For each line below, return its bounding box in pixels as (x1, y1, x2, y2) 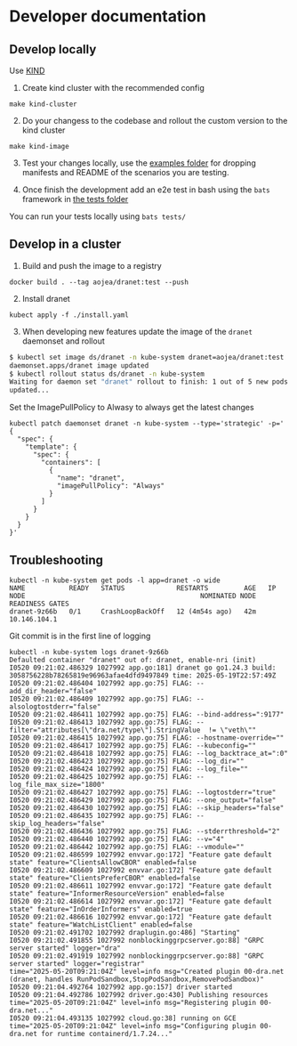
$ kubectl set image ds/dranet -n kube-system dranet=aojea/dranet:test (9, 353, 285, 361)
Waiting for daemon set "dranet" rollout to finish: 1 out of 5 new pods (9, 377, 289, 386)
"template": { (25, 442, 77, 451)
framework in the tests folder (21, 194, 129, 204)
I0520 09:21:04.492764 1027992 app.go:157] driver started (9, 983, 233, 992)
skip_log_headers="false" (9, 819, 105, 828)
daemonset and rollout (21, 336, 105, 346)
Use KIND (9, 65, 45, 76)
